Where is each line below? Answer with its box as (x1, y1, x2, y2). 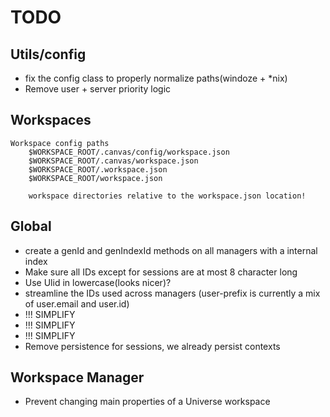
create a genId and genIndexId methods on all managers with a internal (24, 244, 318, 256)
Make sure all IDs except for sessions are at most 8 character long (24, 266, 298, 278)
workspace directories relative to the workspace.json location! (28, 191, 307, 201)
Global (10, 218, 52, 235)
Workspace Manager (10, 369, 145, 386)
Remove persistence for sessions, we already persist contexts (24, 340, 281, 352)
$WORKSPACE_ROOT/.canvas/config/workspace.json (28, 147, 230, 157)
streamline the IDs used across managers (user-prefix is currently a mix (24, 287, 321, 299)
